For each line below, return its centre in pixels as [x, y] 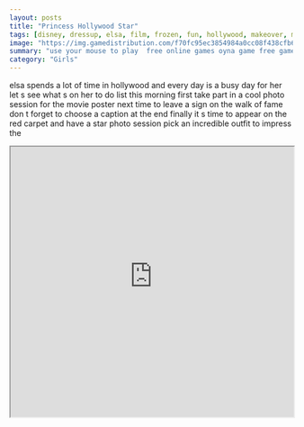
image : [22, 43]
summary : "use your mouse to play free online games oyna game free [143, 51]
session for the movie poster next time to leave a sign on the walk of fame [146, 104]
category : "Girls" [44, 59]
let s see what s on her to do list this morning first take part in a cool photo [147, 95]
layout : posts [36, 18]
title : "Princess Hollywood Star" [74, 26]
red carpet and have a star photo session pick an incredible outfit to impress [151, 123]
